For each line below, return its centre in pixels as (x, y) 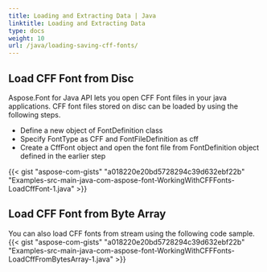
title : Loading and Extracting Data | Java (82, 16)
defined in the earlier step (63, 156)
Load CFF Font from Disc (71, 78)
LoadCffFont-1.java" (41, 188)
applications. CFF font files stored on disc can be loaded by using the (123, 106)
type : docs (27, 31)
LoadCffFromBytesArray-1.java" (61, 259)
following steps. (35, 114)
